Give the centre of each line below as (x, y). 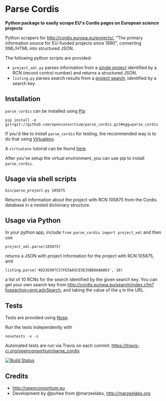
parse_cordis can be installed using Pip (45, 111)
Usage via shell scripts (41, 179)
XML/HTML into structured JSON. (40, 48)
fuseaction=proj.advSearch (33, 290)
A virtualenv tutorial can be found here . (46, 148)
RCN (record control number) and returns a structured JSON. (75, 72)
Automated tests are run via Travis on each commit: (58, 345)
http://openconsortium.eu (39, 388)
